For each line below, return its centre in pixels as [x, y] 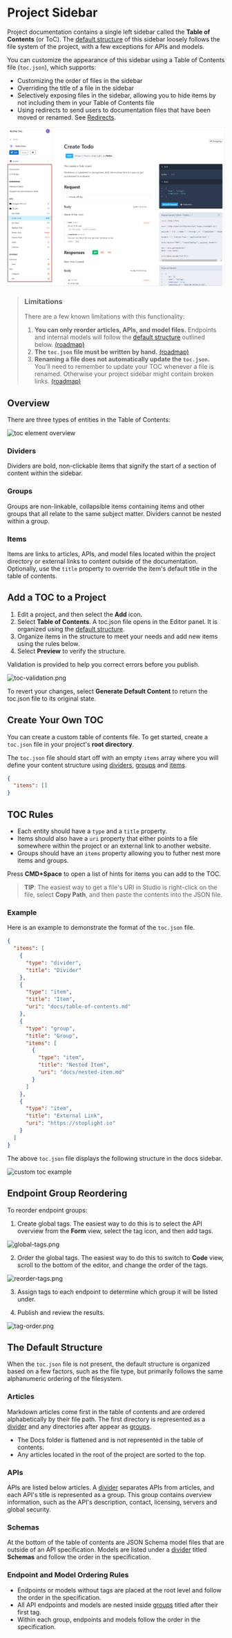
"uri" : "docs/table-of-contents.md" [78, 1007]
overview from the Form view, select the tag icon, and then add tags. [115, 1230]
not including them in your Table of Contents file [86, 102]
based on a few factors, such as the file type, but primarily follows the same [115, 1371]
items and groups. [43, 861]
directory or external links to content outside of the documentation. [103, 561]
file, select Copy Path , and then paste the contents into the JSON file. [123, 895]
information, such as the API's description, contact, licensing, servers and [112, 1502]
